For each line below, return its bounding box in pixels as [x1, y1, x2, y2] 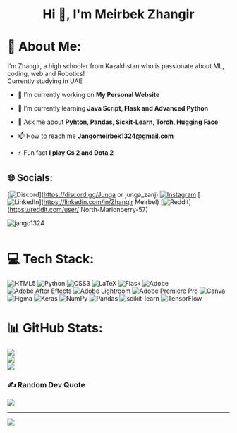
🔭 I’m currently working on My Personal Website [17, 91, 160, 99]
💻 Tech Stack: [7, 251, 95, 267]
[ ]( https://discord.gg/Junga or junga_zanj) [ [7, 190, 201, 199]
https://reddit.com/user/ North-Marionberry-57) [9, 205, 148, 213]
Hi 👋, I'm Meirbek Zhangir [42, 6, 195, 23]
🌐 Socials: [7, 172, 54, 184]
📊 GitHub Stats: [7, 320, 104, 337]
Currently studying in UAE [7, 77, 83, 85]
